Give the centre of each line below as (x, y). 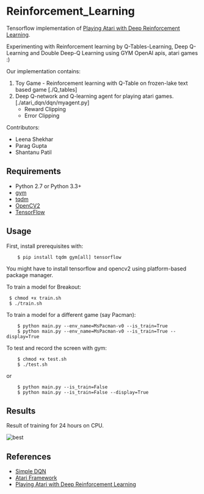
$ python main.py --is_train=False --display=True (83, 392)
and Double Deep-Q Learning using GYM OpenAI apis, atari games (114, 53)
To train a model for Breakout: (44, 287)
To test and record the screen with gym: (56, 348)
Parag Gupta (31, 145)
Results (21, 411)
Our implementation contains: (44, 71)
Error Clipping (42, 115)
